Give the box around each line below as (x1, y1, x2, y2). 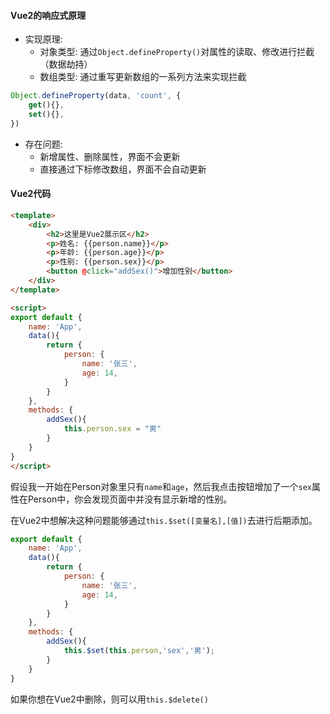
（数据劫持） (39, 58, 93, 70)
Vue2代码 (10, 188, 52, 200)
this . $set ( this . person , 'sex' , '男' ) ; (63, 646, 215, 656)
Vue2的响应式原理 (10, 9, 87, 21)
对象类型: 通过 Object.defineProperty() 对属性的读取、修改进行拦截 (39, 46, 315, 58)
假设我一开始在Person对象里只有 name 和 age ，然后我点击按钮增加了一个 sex (10, 480, 312, 492)
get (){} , (28, 100, 65, 110)
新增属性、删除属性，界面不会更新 (39, 150, 181, 162)
